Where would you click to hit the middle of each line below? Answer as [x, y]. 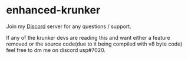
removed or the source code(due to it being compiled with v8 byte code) [94, 44]
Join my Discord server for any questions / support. [69, 26]
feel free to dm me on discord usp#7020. [56, 50]
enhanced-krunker [53, 10]
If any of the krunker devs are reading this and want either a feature [88, 37]
